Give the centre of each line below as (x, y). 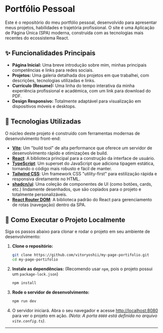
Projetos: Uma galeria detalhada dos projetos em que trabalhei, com (81, 75)
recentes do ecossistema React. (37, 38)
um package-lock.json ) (35, 274)
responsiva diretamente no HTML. (46, 179)
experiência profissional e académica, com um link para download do (81, 90)
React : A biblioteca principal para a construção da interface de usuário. (83, 158)
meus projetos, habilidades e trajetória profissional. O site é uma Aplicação (80, 27)
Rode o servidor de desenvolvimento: (51, 292)
